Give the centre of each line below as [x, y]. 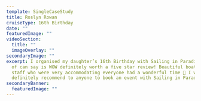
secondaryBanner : [28, 84]
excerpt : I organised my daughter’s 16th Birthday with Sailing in [92, 61]
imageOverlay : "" [33, 50]
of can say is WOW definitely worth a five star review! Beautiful [98, 67]
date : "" [17, 28]
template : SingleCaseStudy [40, 12]
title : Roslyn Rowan [32, 17]
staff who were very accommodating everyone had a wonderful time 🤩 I [101, 72]
